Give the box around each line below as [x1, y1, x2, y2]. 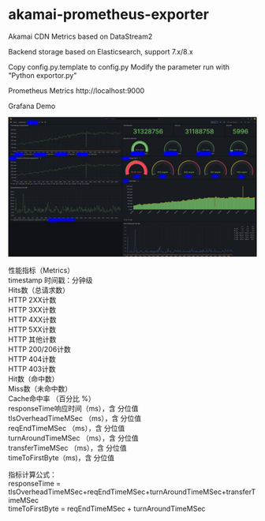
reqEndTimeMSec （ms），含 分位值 [8, 424, 125, 433]
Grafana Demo [8, 101, 56, 111]
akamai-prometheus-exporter [8, 6, 209, 24]
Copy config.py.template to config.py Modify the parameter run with [8, 62, 230, 72]
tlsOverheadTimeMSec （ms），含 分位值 [8, 414, 142, 423]
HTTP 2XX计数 [8, 295, 57, 305]
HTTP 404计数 [8, 354, 57, 364]
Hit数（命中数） [8, 374, 59, 384]
